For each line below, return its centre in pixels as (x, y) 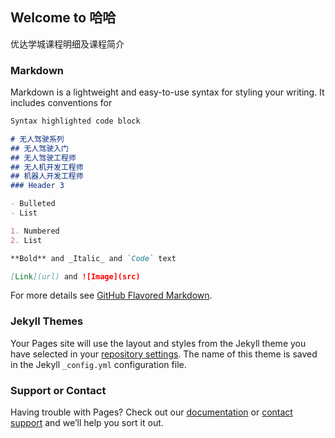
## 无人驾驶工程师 (43, 158)
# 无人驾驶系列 (37, 139)
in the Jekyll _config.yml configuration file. (98, 364)
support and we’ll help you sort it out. (87, 423)
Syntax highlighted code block (75, 121)
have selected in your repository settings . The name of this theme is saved (164, 354)
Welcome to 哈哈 (63, 18)
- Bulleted (33, 204)
